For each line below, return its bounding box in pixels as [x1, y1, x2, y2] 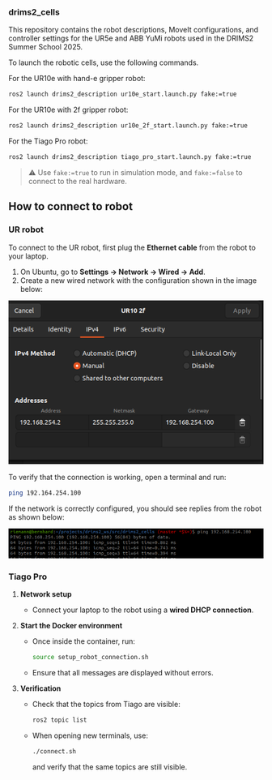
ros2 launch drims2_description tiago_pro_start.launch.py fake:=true [8, 153, 252, 161]
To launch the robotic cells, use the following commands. [8, 58, 199, 67]
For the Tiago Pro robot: [8, 136, 88, 146]
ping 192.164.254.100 [8, 489, 82, 497]
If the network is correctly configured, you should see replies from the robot [8, 504, 262, 513]
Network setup [19, 589, 72, 599]
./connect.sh [32, 747, 77, 756]
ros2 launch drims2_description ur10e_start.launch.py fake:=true [8, 90, 237, 99]
